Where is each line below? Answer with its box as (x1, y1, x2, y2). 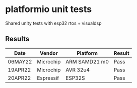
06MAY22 (8, 58, 32, 65)
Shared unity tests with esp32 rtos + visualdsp (5, 20, 102, 26)
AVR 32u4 (65, 66, 90, 73)
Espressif (37, 74, 59, 81)
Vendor (39, 49, 58, 56)
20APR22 (8, 74, 31, 81)
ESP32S (65, 74, 85, 81)
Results (5, 35, 30, 43)
